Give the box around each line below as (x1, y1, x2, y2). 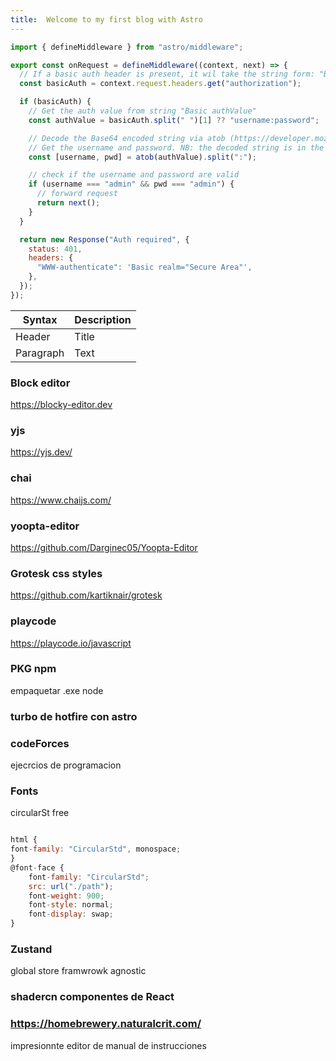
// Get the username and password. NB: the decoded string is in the (28, 142, 325, 153)
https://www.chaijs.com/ (10, 494, 112, 506)
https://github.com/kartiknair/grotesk (10, 589, 163, 601)
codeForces (10, 736, 70, 750)
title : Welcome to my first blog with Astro (10, 14, 203, 25)
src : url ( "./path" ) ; (28, 881, 114, 891)
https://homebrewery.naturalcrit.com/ (10, 1017, 202, 1031)
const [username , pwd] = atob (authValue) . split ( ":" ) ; (28, 152, 257, 162)
